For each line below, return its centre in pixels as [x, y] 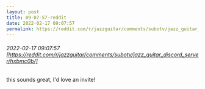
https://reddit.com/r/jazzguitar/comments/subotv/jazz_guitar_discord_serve [103, 54]
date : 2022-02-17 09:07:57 [41, 23]
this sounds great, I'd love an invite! [51, 80]
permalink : [20, 29]
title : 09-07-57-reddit [37, 18]
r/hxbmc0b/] [22, 61]
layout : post [23, 12]
